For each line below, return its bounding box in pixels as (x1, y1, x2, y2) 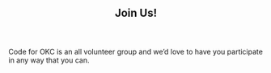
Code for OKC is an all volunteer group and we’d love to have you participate (8, 47, 263, 57)
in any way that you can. (8, 55, 90, 65)
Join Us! (114, 6, 158, 20)
